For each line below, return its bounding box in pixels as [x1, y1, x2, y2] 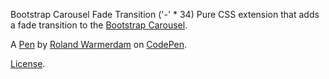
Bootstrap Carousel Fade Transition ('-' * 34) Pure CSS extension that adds [10, 9, 320, 20]
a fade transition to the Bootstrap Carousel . [10, 19, 188, 31]
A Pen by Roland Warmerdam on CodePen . [10, 39, 188, 50]
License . [10, 58, 46, 69]
